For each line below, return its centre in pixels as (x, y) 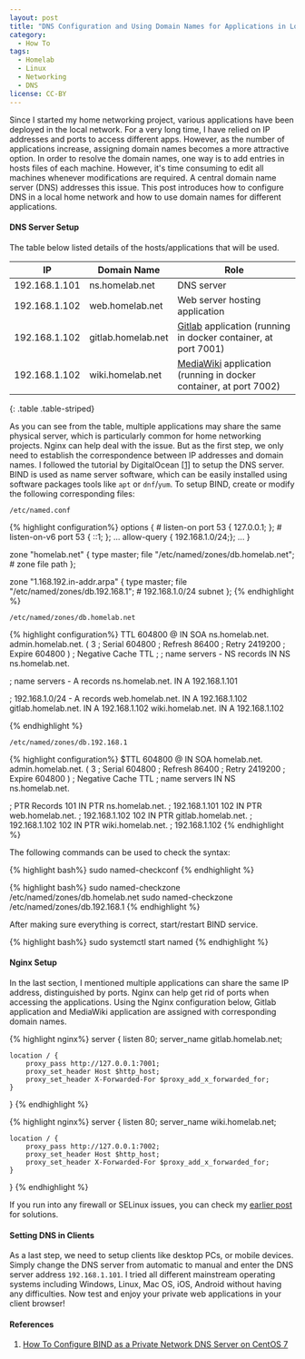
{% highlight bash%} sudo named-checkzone (95, 887)
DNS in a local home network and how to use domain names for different (145, 197)
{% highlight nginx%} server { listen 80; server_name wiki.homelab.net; (143, 1121)
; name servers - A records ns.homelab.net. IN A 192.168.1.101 (124, 681)
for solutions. (34, 1214)
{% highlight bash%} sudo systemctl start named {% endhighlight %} (139, 941)
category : (28, 34)
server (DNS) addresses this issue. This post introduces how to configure (147, 187)
